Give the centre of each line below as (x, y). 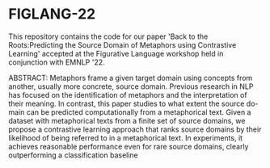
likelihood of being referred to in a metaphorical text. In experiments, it (126, 137)
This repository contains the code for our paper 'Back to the (108, 36)
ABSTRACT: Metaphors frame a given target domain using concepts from (131, 78)
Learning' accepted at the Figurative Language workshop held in (116, 53)
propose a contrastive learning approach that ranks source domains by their (135, 129)
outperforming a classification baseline (74, 155)
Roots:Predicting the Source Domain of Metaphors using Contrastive (122, 44)
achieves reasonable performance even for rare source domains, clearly (129, 146)
